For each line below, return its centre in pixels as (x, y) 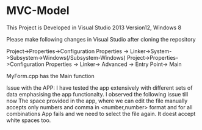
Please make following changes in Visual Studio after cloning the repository (101, 39)
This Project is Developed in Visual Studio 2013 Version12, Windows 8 (94, 27)
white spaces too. (29, 120)
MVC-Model (38, 11)
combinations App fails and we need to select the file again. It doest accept (101, 114)
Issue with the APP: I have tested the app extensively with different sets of (99, 88)
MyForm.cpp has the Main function (50, 76)
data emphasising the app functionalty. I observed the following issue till (97, 94)
